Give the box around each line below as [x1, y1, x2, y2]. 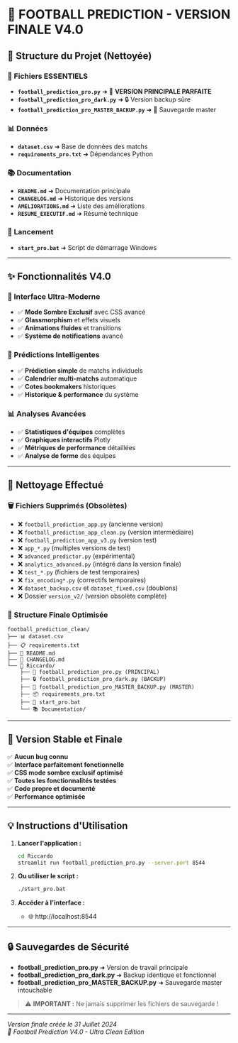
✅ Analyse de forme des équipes [17, 452, 116, 460]
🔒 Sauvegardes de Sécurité [7, 941, 130, 953]
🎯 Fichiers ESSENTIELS [7, 71, 89, 81]
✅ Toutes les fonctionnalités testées [7, 776, 117, 785]
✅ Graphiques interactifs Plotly [17, 436, 111, 444]
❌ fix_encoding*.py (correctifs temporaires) [17, 575, 147, 584]
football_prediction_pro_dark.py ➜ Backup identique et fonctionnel [17, 971, 217, 979]
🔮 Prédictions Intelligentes [7, 350, 100, 360]
